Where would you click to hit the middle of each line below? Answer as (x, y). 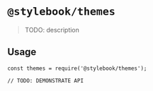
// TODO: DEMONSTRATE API (45, 80)
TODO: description (52, 30)
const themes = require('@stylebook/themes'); (77, 68)
